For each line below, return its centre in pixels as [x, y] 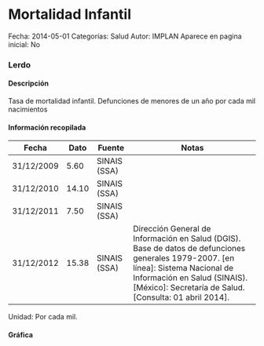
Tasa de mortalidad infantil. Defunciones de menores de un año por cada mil [132, 101]
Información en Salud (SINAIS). [191, 278]
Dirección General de [172, 229]
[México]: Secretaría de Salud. [189, 288]
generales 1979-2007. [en [184, 258]
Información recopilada [47, 127]
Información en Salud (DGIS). [187, 239]
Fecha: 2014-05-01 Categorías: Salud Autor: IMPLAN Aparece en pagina [125, 36]
